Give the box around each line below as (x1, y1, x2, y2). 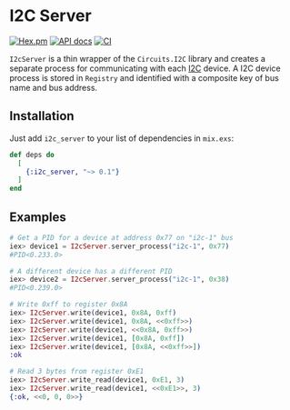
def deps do (9, 150, 55, 159)
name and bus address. (9, 82, 98, 93)
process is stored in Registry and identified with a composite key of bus (9, 72, 279, 83)
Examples (9, 209, 66, 225)
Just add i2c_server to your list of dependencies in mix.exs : (9, 133, 235, 144)
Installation (9, 108, 75, 124)
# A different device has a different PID (9, 266, 173, 275)
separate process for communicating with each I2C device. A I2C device (9, 63, 281, 74)
